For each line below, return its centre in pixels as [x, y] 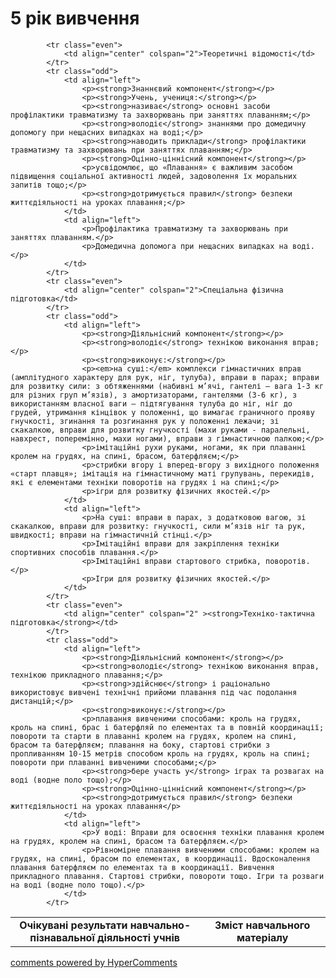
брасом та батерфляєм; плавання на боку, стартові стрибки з [140, 745]
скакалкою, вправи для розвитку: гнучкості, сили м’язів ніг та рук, [158, 526]
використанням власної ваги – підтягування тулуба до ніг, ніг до [151, 403]
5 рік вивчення [75, 18]
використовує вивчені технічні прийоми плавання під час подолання [154, 692]
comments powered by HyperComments [94, 962]
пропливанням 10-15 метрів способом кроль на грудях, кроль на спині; [160, 753]
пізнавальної [62, 937]
